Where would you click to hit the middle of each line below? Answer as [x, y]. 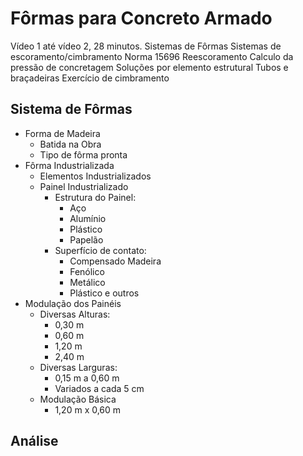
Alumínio [88, 218]
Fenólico [87, 271]
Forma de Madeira [62, 133]
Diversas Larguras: [78, 367]
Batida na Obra [70, 144]
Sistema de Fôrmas [71, 109]
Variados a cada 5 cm [99, 388]
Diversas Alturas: [75, 314]
